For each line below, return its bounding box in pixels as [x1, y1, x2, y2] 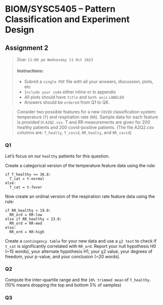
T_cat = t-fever [9, 185, 42, 190]
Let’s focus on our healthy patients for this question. [5, 153, 110, 159]
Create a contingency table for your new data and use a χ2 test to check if [5, 238, 157, 244]
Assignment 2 [5, 44, 49, 52]
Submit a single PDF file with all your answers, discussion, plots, [24, 79, 153, 85]
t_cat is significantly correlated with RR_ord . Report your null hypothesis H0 [5, 243, 157, 249]
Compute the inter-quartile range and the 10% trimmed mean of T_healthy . [5, 277, 151, 283]
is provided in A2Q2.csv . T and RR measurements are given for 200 [17, 119, 150, 125]
